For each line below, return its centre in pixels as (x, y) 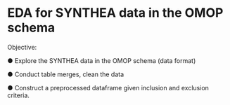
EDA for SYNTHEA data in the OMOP (115, 13)
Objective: (22, 47)
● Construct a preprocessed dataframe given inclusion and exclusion (108, 87)
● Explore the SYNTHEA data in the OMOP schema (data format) (102, 60)
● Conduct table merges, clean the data (66, 74)
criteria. (19, 95)
